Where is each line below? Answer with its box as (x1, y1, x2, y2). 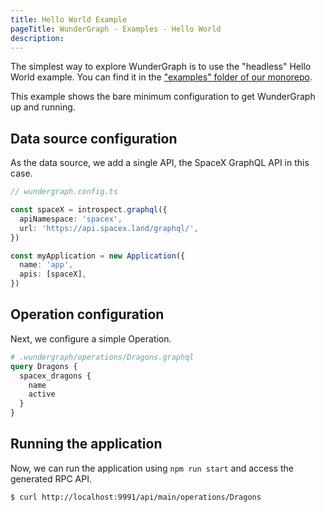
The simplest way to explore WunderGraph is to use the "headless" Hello (10, 61, 312, 73)
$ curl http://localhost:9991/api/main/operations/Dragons (10, 492, 262, 502)
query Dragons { (10, 361, 78, 371)
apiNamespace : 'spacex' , (19, 214, 123, 224)
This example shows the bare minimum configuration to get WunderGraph (10, 91, 316, 103)
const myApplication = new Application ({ (10, 251, 186, 261)
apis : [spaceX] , (19, 269, 87, 280)
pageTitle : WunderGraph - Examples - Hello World (10, 24, 222, 34)
